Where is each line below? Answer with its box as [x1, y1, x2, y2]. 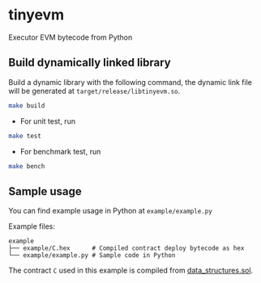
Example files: [8, 222, 55, 231]
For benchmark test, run [19, 146, 101, 156]
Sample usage [8, 184, 83, 198]
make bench [8, 162, 45, 171]
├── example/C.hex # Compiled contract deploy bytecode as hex [8, 244, 245, 252]
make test [8, 132, 42, 140]
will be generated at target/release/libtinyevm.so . [8, 86, 181, 95]
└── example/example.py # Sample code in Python [8, 251, 176, 260]
